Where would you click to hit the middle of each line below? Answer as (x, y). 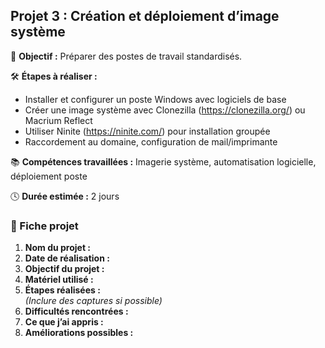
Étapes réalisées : (62, 290)
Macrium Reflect (58, 120)
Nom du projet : (58, 248)
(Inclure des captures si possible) (93, 301)
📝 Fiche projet (44, 226)
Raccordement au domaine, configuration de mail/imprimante (151, 141)
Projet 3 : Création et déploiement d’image (145, 16)
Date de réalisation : (67, 258)
